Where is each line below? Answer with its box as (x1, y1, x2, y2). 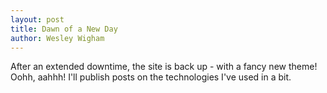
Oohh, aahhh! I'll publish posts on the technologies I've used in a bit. (10, 71, 292, 83)
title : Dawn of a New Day (10, 24, 118, 34)
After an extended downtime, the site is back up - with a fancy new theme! (10, 61, 318, 73)
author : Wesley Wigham (10, 33, 105, 43)
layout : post (10, 14, 65, 25)
